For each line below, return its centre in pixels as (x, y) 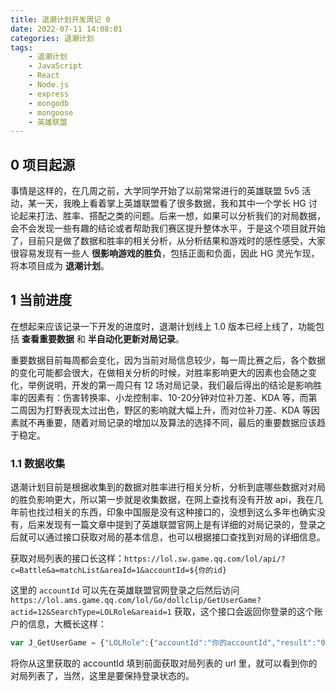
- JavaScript (55, 66)
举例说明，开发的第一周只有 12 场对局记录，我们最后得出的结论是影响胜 (175, 385)
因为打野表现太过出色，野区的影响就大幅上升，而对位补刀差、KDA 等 (169, 410)
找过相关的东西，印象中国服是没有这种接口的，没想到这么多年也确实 (176, 512)
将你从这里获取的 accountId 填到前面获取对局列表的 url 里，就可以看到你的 (164, 663)
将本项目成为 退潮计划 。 (60, 266)
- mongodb (49, 103)
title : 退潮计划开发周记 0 (60, 19)
